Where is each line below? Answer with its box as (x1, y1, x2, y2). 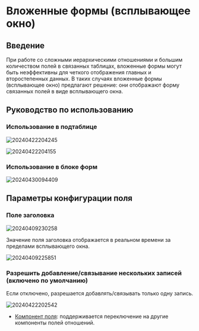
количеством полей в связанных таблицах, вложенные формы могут (6, 62, 182, 70)
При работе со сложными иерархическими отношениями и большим (6, 56, 183, 63)
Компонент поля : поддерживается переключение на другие (14, 313, 169, 320)
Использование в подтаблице (6, 123, 97, 131)
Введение (6, 40, 45, 51)
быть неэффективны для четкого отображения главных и (6, 69, 151, 75)
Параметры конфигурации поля (6, 193, 132, 203)
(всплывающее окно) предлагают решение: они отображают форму (6, 81, 180, 89)
